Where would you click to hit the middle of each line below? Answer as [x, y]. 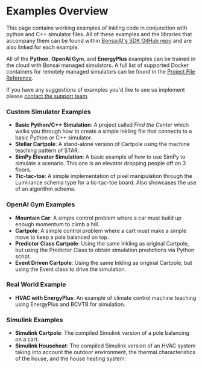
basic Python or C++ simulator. [53, 138]
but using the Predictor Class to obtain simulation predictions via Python [105, 250]
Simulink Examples [35, 320]
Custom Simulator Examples [49, 112]
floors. [23, 170]
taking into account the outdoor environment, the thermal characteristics [105, 352]
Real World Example [36, 285]
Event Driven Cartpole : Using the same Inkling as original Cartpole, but [103, 262]
